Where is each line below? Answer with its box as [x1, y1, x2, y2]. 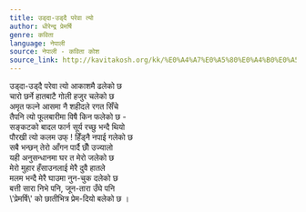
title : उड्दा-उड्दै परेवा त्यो [9, 13, 94, 23]
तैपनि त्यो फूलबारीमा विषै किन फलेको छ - [9, 111, 127, 122]
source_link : [9, 56, 59, 65]
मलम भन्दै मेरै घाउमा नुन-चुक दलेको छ [9, 173, 118, 183]
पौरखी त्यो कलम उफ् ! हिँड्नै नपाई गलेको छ [9, 132, 134, 142]
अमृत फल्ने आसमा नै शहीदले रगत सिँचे [9, 101, 119, 112]
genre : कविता [9, 30, 54, 39]
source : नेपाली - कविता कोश [9, 47, 100, 56]
